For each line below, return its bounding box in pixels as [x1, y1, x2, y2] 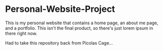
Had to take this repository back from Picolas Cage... [5, 40, 113, 46]
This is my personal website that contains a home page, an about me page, [5, 20, 159, 26]
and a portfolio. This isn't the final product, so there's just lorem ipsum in [5, 25, 154, 31]
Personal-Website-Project [5, 3, 115, 15]
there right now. [5, 30, 38, 36]
